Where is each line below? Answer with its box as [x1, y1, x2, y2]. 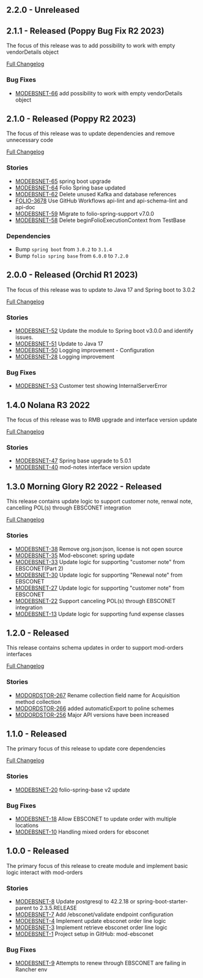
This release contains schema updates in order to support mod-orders [6, 644, 184, 651]
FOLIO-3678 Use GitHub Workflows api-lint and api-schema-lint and [15, 197, 188, 204]
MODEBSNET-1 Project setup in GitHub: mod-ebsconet [15, 930, 154, 938]
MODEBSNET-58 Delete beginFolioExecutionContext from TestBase [15, 217, 186, 224]
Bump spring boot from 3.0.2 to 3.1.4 [15, 245, 112, 253]
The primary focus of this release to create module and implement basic [6, 862, 188, 869]
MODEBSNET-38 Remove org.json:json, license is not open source [15, 545, 183, 552]
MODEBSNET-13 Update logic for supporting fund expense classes [15, 610, 185, 617]
